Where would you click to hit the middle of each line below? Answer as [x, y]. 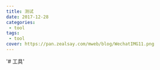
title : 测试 [20, 11]
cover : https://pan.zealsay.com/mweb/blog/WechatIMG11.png [80, 44]
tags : [13, 33]
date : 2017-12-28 [27, 17]
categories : [21, 22]
